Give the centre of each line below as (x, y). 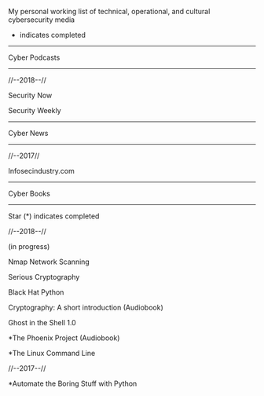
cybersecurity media (42, 20)
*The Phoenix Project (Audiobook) (64, 338)
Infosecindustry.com (41, 171)
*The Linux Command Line (52, 353)
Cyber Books (29, 193)
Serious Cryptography (44, 277)
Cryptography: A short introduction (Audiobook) (86, 307)
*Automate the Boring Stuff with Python (73, 383)
